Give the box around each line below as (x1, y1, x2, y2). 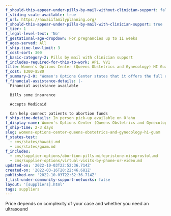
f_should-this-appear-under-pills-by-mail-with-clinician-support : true (5, 21, 163, 27)
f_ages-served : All (5, 41, 47, 46)
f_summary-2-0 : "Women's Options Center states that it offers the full (5, 74, 163, 79)
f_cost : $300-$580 (5, 69, 44, 74)
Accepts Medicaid (10, 101, 47, 107)
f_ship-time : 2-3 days (5, 125, 53, 130)
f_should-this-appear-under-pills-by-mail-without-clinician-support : (5, 7, 158, 13)
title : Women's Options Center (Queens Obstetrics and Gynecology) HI (5, 64, 158, 69)
